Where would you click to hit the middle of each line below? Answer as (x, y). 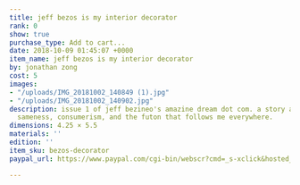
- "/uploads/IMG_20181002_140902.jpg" (81, 101)
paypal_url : (31, 159)
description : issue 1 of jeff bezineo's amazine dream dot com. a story (147, 109)
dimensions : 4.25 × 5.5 (54, 126)
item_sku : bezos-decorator (59, 150)
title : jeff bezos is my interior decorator (93, 17)
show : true (29, 34)
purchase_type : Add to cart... (67, 42)
